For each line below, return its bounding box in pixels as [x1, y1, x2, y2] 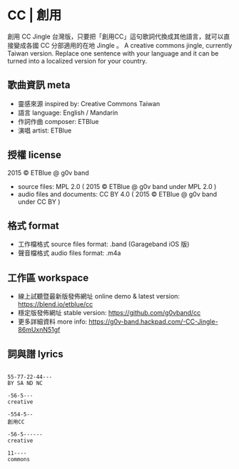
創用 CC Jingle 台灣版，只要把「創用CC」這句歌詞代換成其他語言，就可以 [7, 32, 224, 41]
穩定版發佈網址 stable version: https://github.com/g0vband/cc [17, 309, 201, 317]
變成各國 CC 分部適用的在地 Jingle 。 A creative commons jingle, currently [13, 41, 233, 49]
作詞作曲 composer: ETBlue [17, 117, 99, 125]
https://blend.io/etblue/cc [17, 300, 93, 309]
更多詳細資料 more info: [17, 317, 88, 326]
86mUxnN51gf [17, 326, 61, 334]
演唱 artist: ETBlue [17, 126, 72, 135]
